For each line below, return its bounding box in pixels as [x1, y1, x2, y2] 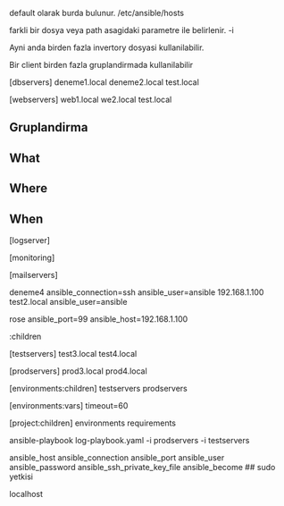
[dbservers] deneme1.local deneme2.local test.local [9, 77, 199, 88]
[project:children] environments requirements [9, 417, 177, 428]
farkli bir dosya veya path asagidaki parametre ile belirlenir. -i [9, 25, 234, 35]
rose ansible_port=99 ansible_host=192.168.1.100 [9, 313, 188, 325]
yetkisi [9, 471, 34, 482]
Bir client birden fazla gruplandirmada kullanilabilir [9, 60, 194, 70]
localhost [9, 488, 43, 499]
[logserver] [9, 234, 51, 245]
